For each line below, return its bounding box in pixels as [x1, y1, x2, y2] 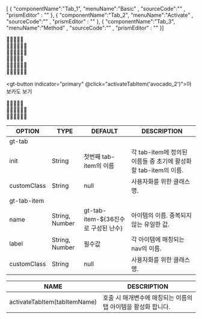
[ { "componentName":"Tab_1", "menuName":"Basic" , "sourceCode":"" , [6, 5, 185, 12]
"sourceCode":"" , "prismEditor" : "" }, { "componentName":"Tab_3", [6, 18, 176, 25]
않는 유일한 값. [131, 220, 170, 228]
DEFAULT [91, 127, 118, 135]
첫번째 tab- [84, 153, 115, 161]
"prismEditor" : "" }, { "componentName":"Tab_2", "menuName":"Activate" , [6, 11, 194, 19]
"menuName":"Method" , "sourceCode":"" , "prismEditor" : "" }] [6, 24, 164, 31]
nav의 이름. [131, 244, 162, 252]
